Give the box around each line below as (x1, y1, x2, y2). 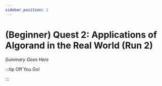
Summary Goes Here (5, 56, 49, 62)
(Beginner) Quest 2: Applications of (5, 29, 157, 40)
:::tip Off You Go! (5, 66, 40, 72)
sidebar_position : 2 (5, 7, 49, 13)
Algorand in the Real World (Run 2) (5, 40, 153, 51)
